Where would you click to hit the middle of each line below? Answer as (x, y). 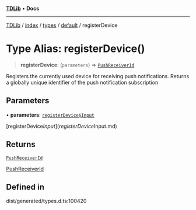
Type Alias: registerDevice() (76, 49)
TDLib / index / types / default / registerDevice (62, 25)
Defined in (25, 187)
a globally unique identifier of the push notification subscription (82, 82)
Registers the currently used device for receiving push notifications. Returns (98, 76)
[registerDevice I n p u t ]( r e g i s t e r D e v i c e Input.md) (62, 126)
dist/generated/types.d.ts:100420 (46, 201)
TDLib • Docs (23, 8)
